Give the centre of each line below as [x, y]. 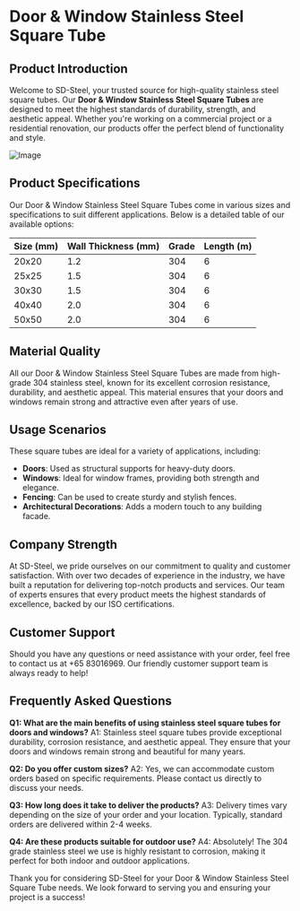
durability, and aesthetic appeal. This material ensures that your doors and [146, 392]
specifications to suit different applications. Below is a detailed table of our [147, 214]
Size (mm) [36, 246]
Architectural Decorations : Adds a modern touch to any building [142, 507]
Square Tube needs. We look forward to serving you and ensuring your [140, 887]
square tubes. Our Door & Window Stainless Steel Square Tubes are [137, 100]
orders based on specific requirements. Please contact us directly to [136, 778]
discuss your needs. [47, 787]
